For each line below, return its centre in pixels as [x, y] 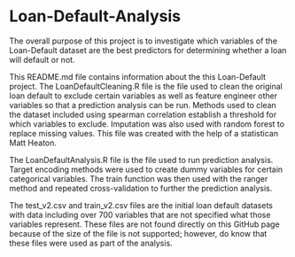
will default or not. [42, 59]
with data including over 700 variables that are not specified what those [140, 214]
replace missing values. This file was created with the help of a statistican [144, 133]
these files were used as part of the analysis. [91, 243]
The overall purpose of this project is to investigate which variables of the [143, 41]
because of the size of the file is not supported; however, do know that [138, 233]
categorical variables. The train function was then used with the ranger [139, 178]
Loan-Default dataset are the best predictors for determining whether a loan [148, 50]
